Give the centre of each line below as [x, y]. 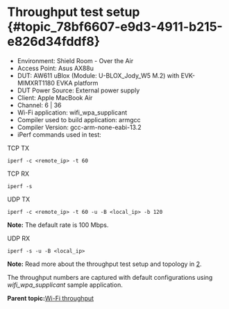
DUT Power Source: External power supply [78, 90]
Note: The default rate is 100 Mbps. [58, 225]
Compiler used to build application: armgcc [79, 119]
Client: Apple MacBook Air [55, 97]
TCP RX [18, 174]
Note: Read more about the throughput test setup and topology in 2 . [105, 264]
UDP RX [18, 238]
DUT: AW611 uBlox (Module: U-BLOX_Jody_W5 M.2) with [98, 75]
